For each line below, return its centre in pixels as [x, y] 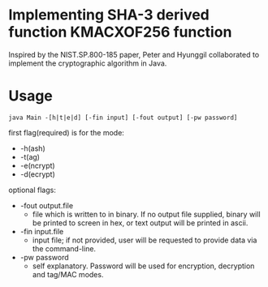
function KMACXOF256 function [120, 32]
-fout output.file [47, 205]
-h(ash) [33, 148]
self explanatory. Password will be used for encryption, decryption [143, 266]
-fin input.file [42, 231]
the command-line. [64, 248]
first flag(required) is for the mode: [66, 132]
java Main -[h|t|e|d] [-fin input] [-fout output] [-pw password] [123, 118]
